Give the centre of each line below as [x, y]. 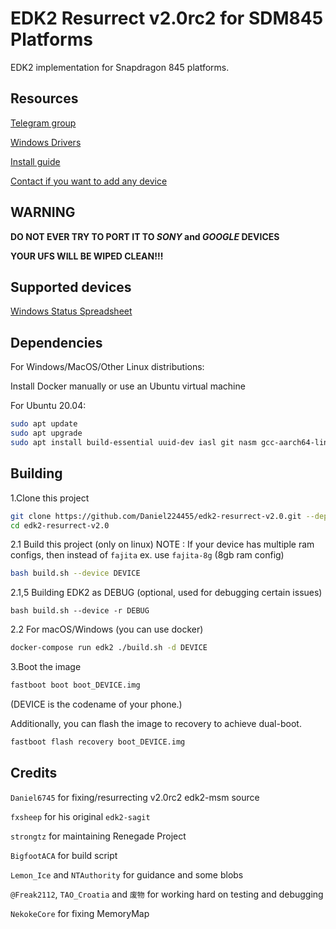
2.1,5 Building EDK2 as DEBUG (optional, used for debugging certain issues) [166, 593]
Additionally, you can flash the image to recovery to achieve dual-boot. [156, 723]
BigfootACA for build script [64, 855]
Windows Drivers [46, 142]
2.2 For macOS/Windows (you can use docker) [107, 629]
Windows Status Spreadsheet [71, 311]
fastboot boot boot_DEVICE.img [75, 685]
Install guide [35, 161]
